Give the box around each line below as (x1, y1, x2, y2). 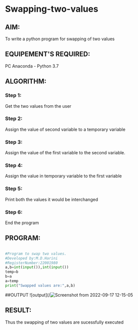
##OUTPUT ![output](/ (5, 292, 50, 298)
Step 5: (5, 185, 23, 192)
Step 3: (5, 139, 23, 145)
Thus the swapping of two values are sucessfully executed (5, 319, 124, 325)
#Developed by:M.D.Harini (5, 256, 58, 260)
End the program (5, 219, 39, 226)
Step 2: (5, 115, 23, 122)
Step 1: (5, 92, 22, 99)
